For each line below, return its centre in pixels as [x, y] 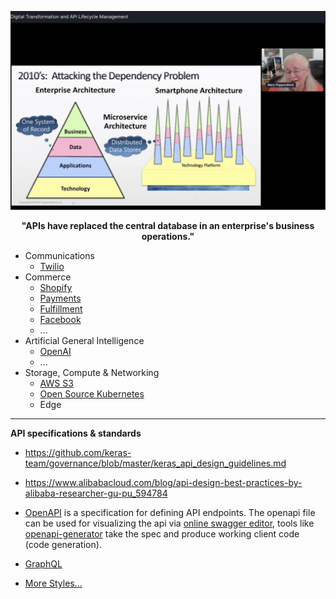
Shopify [56, 288]
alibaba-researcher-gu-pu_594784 [96, 493]
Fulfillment [61, 309]
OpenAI [55, 352]
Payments [60, 298]
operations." [168, 237]
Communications [59, 256]
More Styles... [53, 583]
